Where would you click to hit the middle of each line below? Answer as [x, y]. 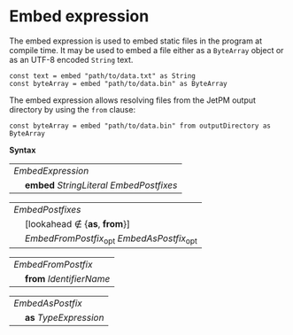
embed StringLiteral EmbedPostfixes [101, 185]
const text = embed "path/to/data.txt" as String [103, 76]
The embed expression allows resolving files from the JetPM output [133, 100]
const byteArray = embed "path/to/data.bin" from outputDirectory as [140, 126]
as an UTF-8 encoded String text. [71, 59]
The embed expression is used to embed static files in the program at [136, 41]
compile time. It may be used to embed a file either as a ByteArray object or [146, 50]
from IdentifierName [68, 279]
